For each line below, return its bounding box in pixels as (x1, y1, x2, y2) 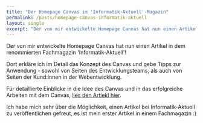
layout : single (6, 20, 45, 26)
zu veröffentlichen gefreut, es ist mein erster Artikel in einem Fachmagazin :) (6, 110, 197, 117)
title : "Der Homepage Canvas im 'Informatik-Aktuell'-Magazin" (6, 8, 169, 15)
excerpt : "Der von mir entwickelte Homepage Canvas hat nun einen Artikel (6, 25, 199, 32)
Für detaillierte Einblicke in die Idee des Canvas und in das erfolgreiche (6, 85, 183, 93)
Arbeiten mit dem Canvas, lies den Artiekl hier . (6, 91, 122, 99)
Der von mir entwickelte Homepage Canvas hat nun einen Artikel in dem (6, 42, 186, 50)
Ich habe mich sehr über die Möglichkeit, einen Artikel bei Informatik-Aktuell (6, 104, 195, 111)
